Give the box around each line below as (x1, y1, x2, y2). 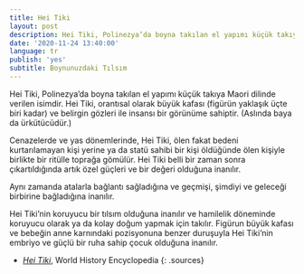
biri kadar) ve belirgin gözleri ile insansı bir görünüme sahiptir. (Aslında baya (9, 108, 292, 118)
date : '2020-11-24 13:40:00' (9, 38, 119, 48)
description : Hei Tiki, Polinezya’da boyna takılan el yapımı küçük (9, 30, 273, 39)
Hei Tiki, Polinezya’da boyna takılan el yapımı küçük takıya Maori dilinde (9, 88, 276, 99)
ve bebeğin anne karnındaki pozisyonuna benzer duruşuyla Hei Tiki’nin (9, 227, 273, 238)
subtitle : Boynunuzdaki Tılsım (9, 64, 128, 73)
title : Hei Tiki (9, 13, 71, 23)
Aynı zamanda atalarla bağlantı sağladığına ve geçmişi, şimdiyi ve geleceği (9, 181, 287, 192)
